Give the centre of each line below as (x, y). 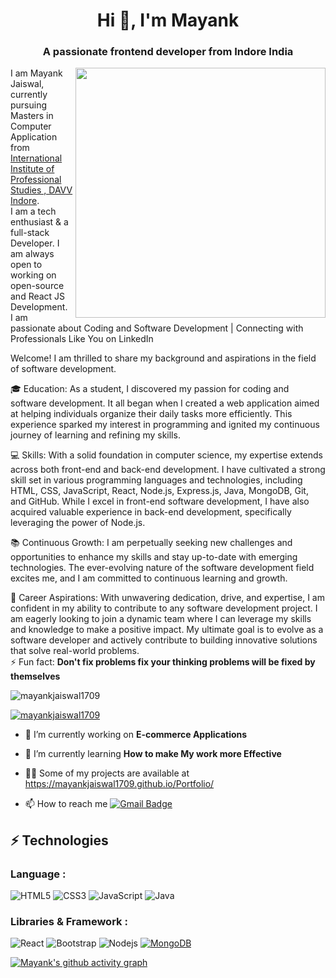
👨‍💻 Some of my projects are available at (107, 773)
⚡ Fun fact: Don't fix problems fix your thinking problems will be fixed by (163, 662)
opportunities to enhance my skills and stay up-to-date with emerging (154, 557)
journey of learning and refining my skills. (95, 435)
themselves (35, 676)
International (36, 158)
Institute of (32, 169)
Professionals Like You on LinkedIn (82, 339)
